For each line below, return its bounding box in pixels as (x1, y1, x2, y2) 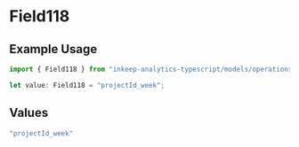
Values (9, 105, 49, 120)
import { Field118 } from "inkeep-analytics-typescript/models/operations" (9, 65, 296, 73)
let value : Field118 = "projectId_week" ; (9, 81, 166, 89)
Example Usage (9, 42, 98, 57)
